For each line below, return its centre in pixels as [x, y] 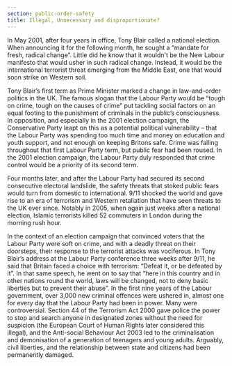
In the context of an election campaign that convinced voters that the [106, 236]
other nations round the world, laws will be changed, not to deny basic [108, 280]
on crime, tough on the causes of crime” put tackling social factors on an [111, 105]
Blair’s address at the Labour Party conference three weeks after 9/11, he [111, 258]
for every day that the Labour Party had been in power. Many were [102, 303]
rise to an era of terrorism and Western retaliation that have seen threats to [114, 200]
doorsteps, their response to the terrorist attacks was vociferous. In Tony [111, 251]
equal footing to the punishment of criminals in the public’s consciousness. [114, 113]
